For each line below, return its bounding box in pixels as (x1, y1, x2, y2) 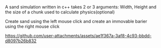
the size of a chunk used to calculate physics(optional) (5, 9, 115, 15)
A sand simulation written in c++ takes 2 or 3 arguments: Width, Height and (5, 4, 157, 10)
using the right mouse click (5, 24, 60, 29)
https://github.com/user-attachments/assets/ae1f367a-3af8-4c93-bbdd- (5, 33, 152, 38)
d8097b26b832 (5, 38, 37, 44)
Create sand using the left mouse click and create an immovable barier (5, 19, 147, 24)
